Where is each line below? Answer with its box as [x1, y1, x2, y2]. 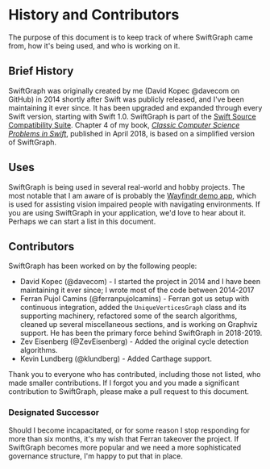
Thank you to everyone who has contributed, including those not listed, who [8, 370, 261, 379]
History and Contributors [8, 6, 180, 24]
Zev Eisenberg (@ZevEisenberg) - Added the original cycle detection [19, 337, 249, 346]
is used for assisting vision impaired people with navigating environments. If [8, 199, 260, 209]
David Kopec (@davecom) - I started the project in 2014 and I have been [19, 277, 260, 287]
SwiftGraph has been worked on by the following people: [8, 261, 197, 271]
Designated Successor [8, 407, 99, 418]
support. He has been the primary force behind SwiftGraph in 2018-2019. [19, 329, 263, 338]
